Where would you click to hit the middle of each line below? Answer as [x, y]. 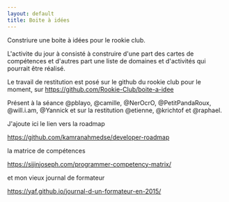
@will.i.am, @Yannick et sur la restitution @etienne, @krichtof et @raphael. [115, 110]
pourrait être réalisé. [37, 68]
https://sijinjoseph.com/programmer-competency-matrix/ [89, 164]
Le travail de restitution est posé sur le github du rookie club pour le [104, 81]
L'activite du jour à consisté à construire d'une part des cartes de [101, 54]
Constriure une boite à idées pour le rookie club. [77, 40]
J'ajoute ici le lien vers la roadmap [56, 123]
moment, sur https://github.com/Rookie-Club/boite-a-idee [90, 89]
